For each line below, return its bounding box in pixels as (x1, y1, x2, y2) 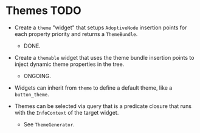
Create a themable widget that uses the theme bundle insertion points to (14, 54, 195, 61)
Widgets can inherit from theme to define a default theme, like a (14, 84, 173, 92)
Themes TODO (5, 4, 81, 18)
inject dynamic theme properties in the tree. (14, 60, 125, 68)
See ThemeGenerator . (23, 120, 75, 128)
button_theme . (14, 90, 49, 98)
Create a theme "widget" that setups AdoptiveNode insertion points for (14, 24, 187, 31)
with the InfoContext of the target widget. (14, 109, 119, 116)
